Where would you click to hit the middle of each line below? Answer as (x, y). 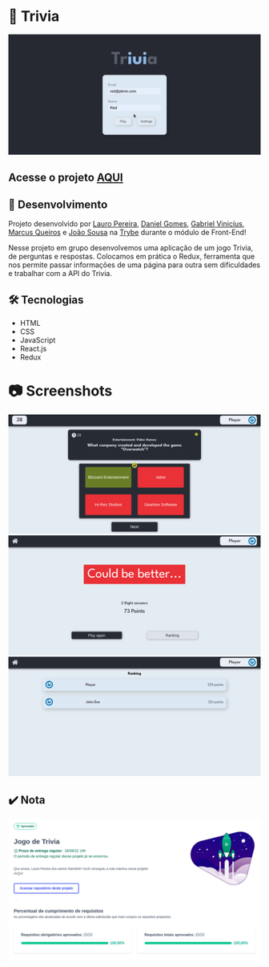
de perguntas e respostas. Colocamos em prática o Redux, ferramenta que (132, 257)
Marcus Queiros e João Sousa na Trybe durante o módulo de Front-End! (127, 233)
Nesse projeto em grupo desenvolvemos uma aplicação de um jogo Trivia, (131, 248)
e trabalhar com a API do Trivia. (60, 274)
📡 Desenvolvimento (58, 204)
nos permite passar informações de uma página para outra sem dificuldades (134, 265)
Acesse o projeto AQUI (66, 177)
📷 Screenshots (60, 391)
